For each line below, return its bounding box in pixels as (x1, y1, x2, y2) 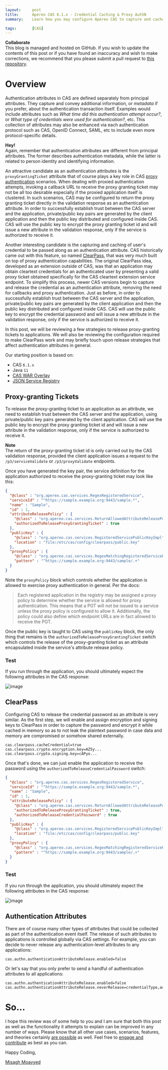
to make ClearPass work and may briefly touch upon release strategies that (5, 337, 160, 343)
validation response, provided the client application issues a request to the (5, 453, 158, 459)
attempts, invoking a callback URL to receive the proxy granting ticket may (5, 184, 158, 190)
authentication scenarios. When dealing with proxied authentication (5, 179, 144, 185)
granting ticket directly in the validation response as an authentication (5, 200, 149, 206)
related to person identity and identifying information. (5, 158, 115, 164)
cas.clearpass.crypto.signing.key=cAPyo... (5, 751, 97, 756)
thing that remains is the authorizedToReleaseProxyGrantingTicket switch (5, 634, 156, 640)
